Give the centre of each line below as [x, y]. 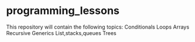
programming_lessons [63, 11]
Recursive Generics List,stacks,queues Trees [62, 33]
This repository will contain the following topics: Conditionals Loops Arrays [98, 27]
